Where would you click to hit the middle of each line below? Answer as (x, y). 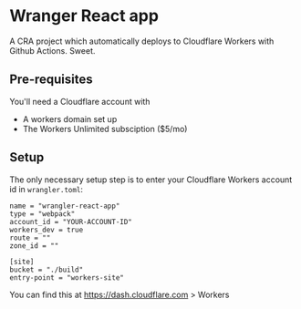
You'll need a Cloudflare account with (80, 101)
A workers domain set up (70, 118)
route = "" (30, 238)
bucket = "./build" (47, 270)
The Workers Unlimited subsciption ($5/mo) (105, 129)
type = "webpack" (42, 214)
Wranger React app (84, 16)
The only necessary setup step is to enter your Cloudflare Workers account (151, 180)
